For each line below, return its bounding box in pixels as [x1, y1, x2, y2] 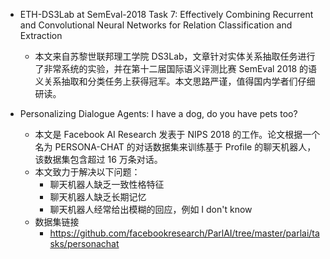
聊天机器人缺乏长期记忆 [49, 191, 147, 203]
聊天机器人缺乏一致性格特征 [49, 179, 165, 190]
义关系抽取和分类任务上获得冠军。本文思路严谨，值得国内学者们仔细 [34, 75, 316, 87]
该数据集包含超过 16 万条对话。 [34, 154, 163, 165]
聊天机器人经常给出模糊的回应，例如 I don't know [49, 204, 253, 215]
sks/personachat [49, 238, 120, 249]
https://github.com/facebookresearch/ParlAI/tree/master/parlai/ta [49, 227, 320, 239]
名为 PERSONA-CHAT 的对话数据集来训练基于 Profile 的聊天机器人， [34, 141, 317, 153]
